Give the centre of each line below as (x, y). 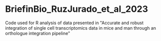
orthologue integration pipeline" (38, 33)
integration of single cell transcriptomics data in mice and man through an (81, 28)
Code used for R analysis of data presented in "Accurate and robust (75, 23)
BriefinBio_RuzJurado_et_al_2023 (77, 9)
